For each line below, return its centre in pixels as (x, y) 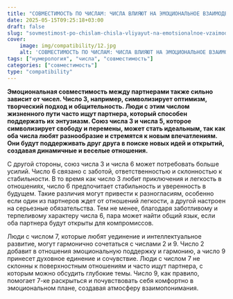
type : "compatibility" (40, 71)
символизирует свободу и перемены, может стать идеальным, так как (116, 128)
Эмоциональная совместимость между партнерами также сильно (110, 92)
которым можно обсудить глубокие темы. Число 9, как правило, (103, 273)
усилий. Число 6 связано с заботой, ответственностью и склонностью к (115, 171)
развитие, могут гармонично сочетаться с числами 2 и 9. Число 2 (106, 244)
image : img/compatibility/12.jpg (68, 46)
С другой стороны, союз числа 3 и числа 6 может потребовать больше (113, 164)
